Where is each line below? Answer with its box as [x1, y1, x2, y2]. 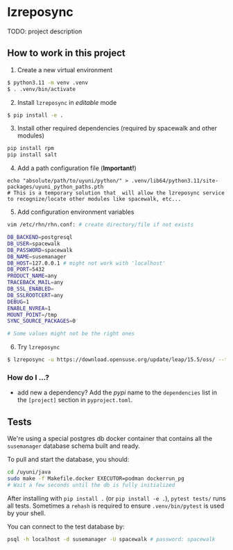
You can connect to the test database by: [7, 522, 125, 531]
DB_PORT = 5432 [7, 266, 45, 273]
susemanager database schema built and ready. [7, 442, 140, 450]
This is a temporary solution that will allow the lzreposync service [13, 190, 225, 197]
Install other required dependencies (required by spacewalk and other [17, 124, 217, 133]
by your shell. [7, 508, 46, 517]
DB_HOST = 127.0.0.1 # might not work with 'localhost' [7, 260, 166, 267]
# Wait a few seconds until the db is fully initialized [7, 481, 175, 488]
